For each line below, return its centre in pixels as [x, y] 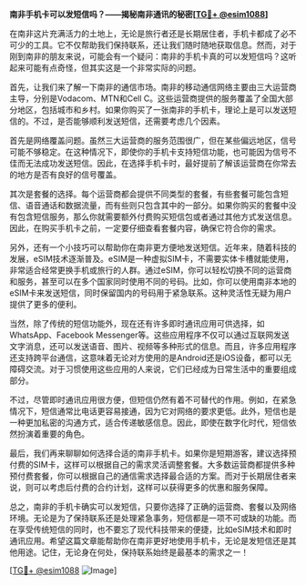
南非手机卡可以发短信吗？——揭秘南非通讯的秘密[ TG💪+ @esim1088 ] [139, 14]
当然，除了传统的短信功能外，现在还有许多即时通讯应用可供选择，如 [137, 323]
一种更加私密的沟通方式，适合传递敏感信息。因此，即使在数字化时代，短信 [149, 423]
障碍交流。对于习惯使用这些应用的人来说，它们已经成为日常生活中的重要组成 [153, 369]
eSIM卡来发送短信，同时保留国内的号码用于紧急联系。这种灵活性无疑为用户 [151, 293]
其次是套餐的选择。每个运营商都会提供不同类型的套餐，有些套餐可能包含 [145, 194]
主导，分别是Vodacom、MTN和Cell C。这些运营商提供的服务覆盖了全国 [143, 98]
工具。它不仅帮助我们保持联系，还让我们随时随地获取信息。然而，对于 [165, 45]
